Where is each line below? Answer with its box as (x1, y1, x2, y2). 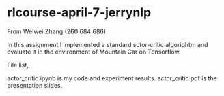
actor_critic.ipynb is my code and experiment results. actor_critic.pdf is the (7, 74, 217, 82)
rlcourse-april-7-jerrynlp (7, 5, 152, 20)
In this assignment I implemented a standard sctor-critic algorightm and (7, 40, 208, 48)
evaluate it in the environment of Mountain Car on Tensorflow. (7, 48, 181, 56)
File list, (7, 61, 29, 69)
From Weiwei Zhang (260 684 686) (7, 27, 107, 35)
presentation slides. (7, 81, 63, 89)
